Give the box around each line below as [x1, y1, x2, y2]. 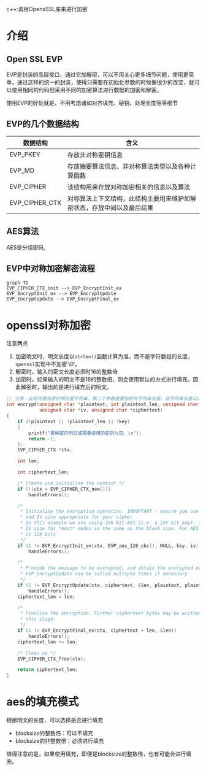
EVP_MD [9, 166, 35, 175]
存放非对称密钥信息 [67, 150, 123, 159]
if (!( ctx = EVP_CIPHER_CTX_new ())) [17, 486, 112, 492]
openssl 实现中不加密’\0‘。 [15, 361, 81, 368]
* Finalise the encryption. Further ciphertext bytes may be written [20, 610, 202, 616]
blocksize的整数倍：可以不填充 [15, 729, 94, 737]
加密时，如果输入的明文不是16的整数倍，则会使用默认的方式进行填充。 [15, 376, 193, 383]
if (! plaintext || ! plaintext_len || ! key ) [17, 418, 131, 424]
